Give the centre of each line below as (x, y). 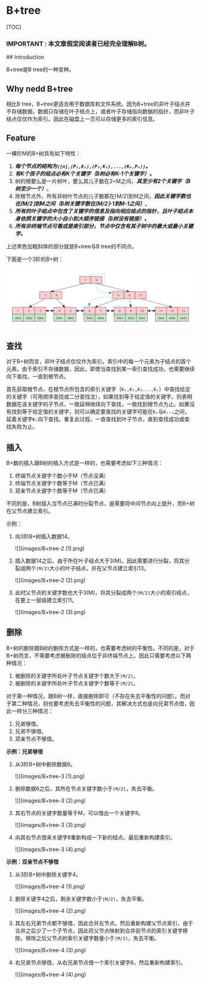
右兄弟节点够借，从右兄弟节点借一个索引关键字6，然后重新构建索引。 (100, 962)
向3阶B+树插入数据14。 (44, 536)
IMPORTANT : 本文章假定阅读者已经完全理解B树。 (78, 44)
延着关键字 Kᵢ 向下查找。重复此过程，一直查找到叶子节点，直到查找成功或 (95, 419)
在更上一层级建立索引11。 (46, 600)
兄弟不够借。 (31, 731)
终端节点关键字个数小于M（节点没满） (62, 476)
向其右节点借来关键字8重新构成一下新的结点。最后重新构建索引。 (95, 837)
